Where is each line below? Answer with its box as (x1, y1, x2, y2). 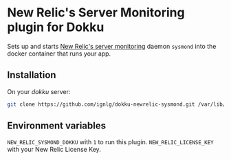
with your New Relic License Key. (7, 146, 101, 154)
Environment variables (7, 120, 107, 132)
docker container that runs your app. (7, 49, 111, 58)
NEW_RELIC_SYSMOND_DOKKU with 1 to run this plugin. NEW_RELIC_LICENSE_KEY (7, 138, 214, 146)
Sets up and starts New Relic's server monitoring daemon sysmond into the (7, 42, 217, 50)
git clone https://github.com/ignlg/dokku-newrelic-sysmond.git (7, 101, 195, 108)
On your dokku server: (7, 87, 71, 95)
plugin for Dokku (7, 19, 104, 35)
